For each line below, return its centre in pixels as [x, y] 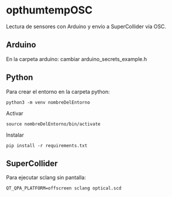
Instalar [15, 135]
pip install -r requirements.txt [47, 145]
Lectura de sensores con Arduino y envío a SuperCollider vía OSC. [86, 26]
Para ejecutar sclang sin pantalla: [46, 178]
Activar [15, 113]
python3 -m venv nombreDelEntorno [48, 102]
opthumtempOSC [49, 10]
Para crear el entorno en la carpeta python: [58, 91]
